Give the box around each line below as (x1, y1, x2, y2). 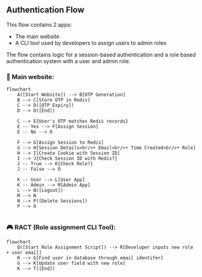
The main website (15, 33, 60, 40)
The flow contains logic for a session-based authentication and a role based (6, 51, 197, 58)
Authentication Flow (6, 5, 85, 15)
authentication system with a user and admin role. (6, 57, 131, 64)
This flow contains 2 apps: (6, 21, 73, 28)
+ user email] (6, 250, 42, 256)
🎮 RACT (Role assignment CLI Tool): (6, 223, 116, 231)
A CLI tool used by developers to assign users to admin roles (15, 39, 167, 46)
